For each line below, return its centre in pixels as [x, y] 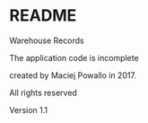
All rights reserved [44, 92]
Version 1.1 [28, 110]
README [43, 16]
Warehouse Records [47, 40]
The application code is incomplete [74, 57]
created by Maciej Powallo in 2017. [73, 75]
